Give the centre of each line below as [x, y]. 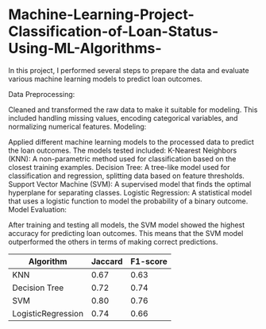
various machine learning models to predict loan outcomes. [105, 79]
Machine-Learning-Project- [101, 15]
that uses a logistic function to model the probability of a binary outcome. [128, 201]
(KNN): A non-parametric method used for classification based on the [122, 159]
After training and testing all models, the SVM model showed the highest [127, 225]
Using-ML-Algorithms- [85, 48]
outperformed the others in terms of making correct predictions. [113, 242]
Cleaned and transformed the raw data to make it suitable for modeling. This [133, 110]
